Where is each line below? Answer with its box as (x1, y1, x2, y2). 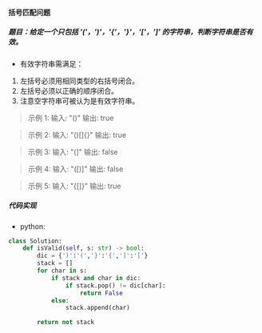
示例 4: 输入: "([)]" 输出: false (27, 164, 124, 174)
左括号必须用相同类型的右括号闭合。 (19, 76, 140, 86)
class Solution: (8, 237, 62, 245)
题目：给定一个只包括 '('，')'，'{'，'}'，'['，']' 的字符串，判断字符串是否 (8, 27, 246, 37)
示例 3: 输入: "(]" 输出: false (27, 146, 118, 156)
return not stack (37, 319, 94, 327)
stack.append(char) (65, 304, 130, 312)
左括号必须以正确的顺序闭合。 (19, 86, 118, 95)
